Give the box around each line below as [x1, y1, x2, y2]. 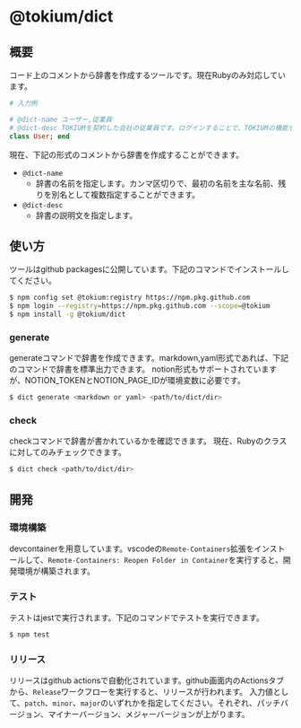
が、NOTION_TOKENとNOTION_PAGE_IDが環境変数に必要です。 [9, 375, 245, 386]
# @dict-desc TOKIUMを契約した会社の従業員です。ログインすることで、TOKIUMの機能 [9, 123, 288, 132]
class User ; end [9, 132, 70, 141]
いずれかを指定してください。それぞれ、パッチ [107, 697, 281, 708]
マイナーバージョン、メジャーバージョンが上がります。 [47, 709, 250, 720]
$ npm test [9, 630, 50, 639]
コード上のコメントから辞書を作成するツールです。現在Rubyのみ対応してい [9, 70, 287, 80]
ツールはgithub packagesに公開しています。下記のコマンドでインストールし [9, 264, 289, 275]
